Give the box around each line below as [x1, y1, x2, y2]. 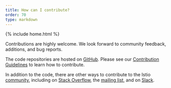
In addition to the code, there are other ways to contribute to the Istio [5, 72, 151, 78]
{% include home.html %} [5, 31, 60, 37]
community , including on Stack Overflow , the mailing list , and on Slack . [5, 77, 155, 83]
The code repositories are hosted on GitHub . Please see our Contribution [5, 56, 160, 62]
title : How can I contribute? [5, 7, 70, 13]
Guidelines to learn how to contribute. [5, 62, 85, 68]
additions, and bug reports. [5, 47, 62, 53]
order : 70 [5, 12, 27, 17]
